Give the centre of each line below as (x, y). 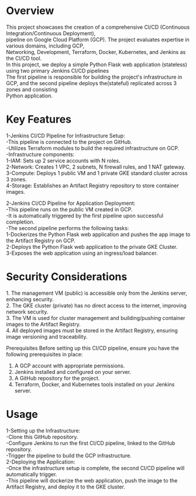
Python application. (29, 96)
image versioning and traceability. (47, 336)
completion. (20, 222)
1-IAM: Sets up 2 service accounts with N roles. (63, 160)
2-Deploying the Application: (41, 461)
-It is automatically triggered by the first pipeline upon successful (85, 215)
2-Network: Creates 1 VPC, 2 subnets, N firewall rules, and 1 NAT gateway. (96, 167)
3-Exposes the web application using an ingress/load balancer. (82, 253)
